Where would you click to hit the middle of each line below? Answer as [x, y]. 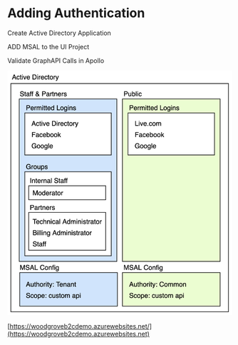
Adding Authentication [76, 13]
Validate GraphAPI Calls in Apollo [56, 60]
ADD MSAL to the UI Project [48, 46]
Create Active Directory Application [59, 33]
